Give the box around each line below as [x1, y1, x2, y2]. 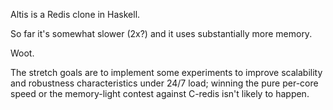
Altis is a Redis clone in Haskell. [10, 9, 141, 20]
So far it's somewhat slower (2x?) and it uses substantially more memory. [10, 28, 313, 39]
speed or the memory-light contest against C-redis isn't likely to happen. [10, 88, 310, 99]
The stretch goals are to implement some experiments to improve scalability [10, 67, 323, 78]
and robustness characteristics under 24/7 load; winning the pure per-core [10, 77, 319, 89]
